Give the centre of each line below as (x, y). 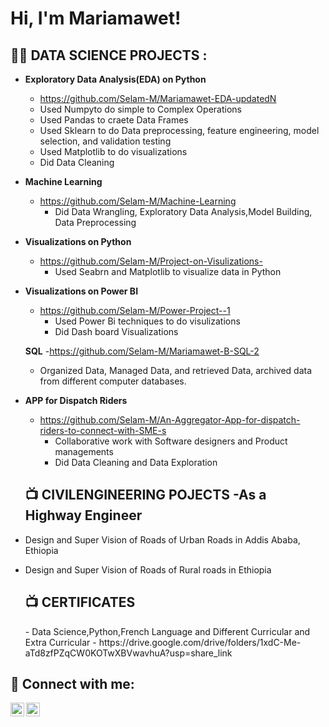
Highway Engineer (83, 515)
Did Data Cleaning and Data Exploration (136, 462)
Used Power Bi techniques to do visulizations (147, 321)
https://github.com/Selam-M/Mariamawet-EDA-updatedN (158, 98)
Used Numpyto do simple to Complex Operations (140, 109)
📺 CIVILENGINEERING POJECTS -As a (145, 495)
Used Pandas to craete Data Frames (114, 120)
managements (84, 451)
